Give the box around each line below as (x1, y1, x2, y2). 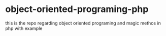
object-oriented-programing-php (5, 3, 149, 15)
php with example (5, 25, 43, 31)
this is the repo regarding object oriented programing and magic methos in (5, 20, 161, 26)
